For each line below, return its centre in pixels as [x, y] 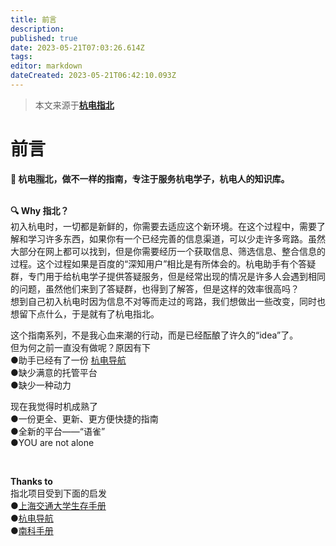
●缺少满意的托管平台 [54, 372]
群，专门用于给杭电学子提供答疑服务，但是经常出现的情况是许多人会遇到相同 [168, 276]
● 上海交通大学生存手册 [58, 505]
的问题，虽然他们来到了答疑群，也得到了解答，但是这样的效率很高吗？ [155, 288]
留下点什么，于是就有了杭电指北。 [89, 313]
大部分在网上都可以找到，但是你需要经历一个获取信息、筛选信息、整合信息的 [168, 251]
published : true [44, 38]
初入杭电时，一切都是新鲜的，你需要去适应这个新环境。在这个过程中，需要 [163, 226]
